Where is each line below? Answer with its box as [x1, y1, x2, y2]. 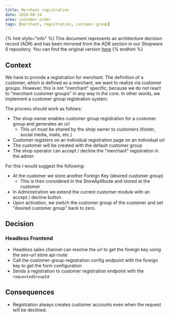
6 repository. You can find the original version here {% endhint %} [5, 46, 144, 52]
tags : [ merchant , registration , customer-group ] [5, 21, 110, 27]
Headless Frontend [5, 235, 53, 242]
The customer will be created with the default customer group [12, 142, 143, 148]
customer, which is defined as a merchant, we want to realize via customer [5, 80, 162, 86]
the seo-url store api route [12, 252, 67, 258]
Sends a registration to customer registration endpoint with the [12, 268, 144, 274]
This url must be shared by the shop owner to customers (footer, [20, 126, 155, 132]
